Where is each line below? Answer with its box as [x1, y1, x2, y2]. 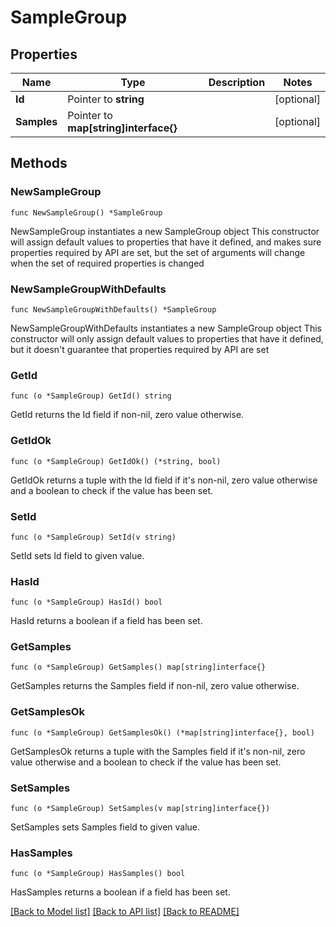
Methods [10, 155, 68, 172]
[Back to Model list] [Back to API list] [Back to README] [10, 906, 240, 918]
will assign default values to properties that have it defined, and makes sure [10, 236, 322, 248]
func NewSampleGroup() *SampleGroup [10, 207, 163, 218]
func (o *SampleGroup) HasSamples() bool [10, 869, 186, 879]
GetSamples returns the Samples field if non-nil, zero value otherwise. [10, 680, 300, 692]
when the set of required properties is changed [10, 257, 205, 269]
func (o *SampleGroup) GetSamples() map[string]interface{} [10, 662, 267, 673]
